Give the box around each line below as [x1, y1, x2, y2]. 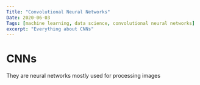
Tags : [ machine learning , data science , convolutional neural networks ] [6, 20, 195, 26]
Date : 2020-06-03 [6, 15, 51, 21]
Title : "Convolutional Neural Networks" [6, 8, 111, 15]
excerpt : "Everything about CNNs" [6, 25, 95, 32]
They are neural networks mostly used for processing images [6, 72, 160, 80]
